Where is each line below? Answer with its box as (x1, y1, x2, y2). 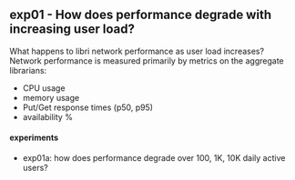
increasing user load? (9, 22, 135, 37)
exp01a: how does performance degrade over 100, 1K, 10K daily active (22, 153, 286, 164)
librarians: (9, 65, 47, 75)
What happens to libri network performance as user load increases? (9, 45, 265, 56)
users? (22, 163, 48, 174)
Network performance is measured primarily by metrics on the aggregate (9, 55, 284, 66)
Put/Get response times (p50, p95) (22, 102, 153, 113)
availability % (22, 111, 73, 122)
